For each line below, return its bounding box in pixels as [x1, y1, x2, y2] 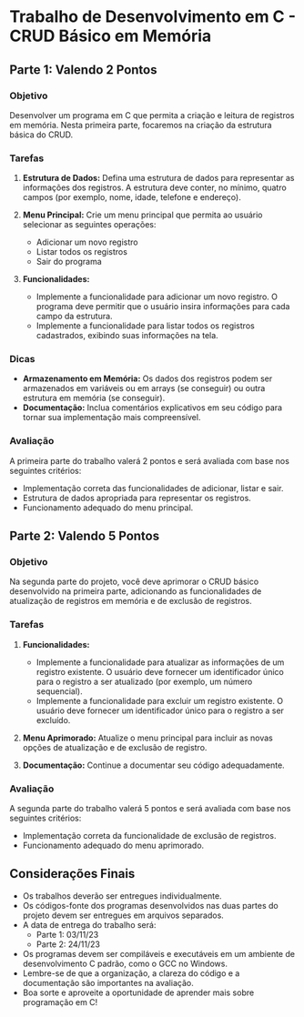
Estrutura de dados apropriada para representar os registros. [22, 492, 252, 503]
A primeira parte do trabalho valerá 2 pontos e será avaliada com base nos [9, 455, 289, 466]
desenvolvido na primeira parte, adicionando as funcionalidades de [9, 586, 262, 597]
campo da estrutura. [35, 311, 113, 322]
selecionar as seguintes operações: [22, 219, 157, 230]
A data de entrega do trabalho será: [22, 919, 157, 930]
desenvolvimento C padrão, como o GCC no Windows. [22, 958, 228, 969]
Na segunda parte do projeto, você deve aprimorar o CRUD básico [9, 576, 259, 588]
